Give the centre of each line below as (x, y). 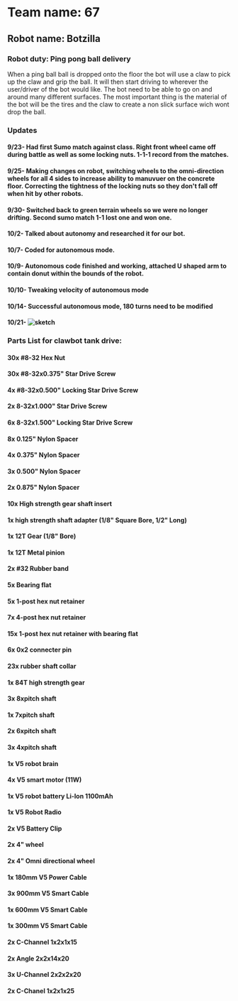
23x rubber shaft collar (42, 666)
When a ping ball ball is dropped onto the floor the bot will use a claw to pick (119, 74)
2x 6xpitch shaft (32, 731)
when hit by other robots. (45, 193)
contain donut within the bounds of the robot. (75, 273)
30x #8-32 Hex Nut (36, 357)
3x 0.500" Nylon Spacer (44, 471)
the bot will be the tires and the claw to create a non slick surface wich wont (118, 104)
